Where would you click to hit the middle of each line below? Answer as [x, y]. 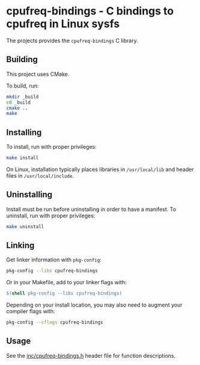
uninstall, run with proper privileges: [51, 216]
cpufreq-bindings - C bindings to [90, 11]
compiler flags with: [31, 311]
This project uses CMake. [38, 74]
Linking [20, 245]
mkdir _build [23, 97]
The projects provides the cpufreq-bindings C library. [72, 40]
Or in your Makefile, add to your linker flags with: [67, 282]
